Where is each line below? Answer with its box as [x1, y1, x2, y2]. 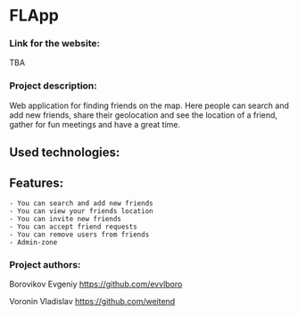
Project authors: [9, 258, 81, 270]
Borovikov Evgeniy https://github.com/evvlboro [9, 278, 183, 290]
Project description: [9, 79, 97, 92]
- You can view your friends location [9, 206, 153, 215]
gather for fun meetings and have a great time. [9, 119, 181, 129]
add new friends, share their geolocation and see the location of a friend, [9, 109, 278, 120]
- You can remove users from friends [9, 229, 150, 239]
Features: [9, 175, 64, 190]
